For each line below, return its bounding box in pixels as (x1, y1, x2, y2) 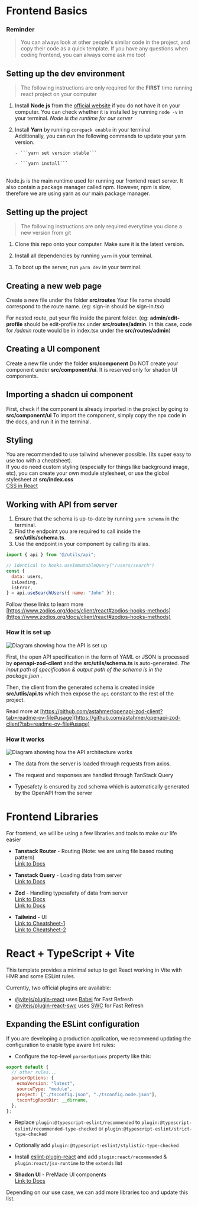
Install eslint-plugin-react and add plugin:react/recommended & (14, 1153, 167, 1160)
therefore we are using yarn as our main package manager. (6, 190, 151, 197)
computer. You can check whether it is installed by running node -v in (14, 108, 184, 116)
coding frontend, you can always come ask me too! (20, 52, 146, 59)
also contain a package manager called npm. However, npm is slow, (6, 184, 171, 191)
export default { (6, 1064, 49, 1070)
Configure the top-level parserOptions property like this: (14, 1052, 152, 1059)
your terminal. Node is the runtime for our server (14, 114, 133, 122)
